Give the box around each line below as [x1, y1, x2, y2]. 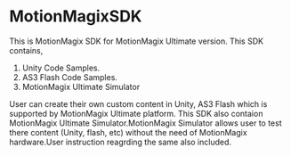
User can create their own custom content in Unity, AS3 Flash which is [9, 98, 268, 109]
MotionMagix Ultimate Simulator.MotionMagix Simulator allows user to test [9, 118, 282, 128]
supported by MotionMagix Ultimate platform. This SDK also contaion [9, 108, 263, 119]
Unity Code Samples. [21, 62, 101, 73]
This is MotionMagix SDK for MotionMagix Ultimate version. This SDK [9, 36, 264, 46]
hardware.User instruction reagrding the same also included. [9, 136, 232, 147]
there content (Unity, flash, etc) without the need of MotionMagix [9, 127, 247, 137]
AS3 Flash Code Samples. [21, 71, 118, 82]
